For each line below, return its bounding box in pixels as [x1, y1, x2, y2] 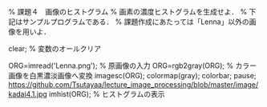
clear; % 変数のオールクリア [8, 44, 102, 53]
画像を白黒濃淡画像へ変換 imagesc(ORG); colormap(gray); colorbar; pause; [8, 71, 257, 80]
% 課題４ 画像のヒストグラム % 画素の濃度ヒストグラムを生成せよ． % [8, 7, 248, 16]
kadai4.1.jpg [8, 89, 48, 98]
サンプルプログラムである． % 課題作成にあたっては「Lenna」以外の [22, 17, 250, 26]
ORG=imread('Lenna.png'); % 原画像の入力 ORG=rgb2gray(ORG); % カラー [8, 61, 257, 70]
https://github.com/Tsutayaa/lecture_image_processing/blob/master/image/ [8, 80, 259, 89]
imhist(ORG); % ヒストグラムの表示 [48, 89, 166, 98]
